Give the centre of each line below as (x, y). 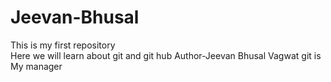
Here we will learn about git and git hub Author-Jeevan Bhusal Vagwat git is (166, 55)
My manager (36, 66)
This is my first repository (63, 45)
